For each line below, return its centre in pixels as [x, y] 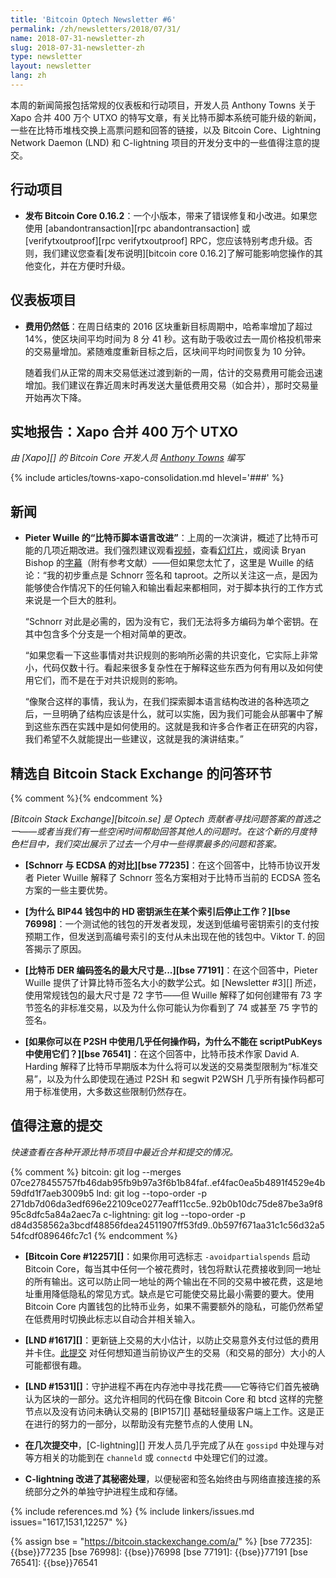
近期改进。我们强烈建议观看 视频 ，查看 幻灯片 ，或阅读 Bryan [183, 550]
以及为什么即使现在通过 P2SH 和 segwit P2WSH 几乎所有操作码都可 [185, 1078]
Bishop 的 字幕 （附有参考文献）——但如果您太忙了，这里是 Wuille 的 [165, 563]
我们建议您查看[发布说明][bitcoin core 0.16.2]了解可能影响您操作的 [178, 253]
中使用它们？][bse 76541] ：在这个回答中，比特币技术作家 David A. [162, 1053]
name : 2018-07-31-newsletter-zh [77, 38]
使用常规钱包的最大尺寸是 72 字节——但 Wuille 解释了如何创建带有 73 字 [173, 995]
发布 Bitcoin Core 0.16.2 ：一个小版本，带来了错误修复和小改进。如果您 [171, 215]
